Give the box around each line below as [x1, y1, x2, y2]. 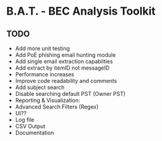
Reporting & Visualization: [15, 96, 81, 104]
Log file [15, 116, 35, 123]
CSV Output [15, 123, 46, 129]
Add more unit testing [15, 45, 70, 52]
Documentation [15, 129, 54, 136]
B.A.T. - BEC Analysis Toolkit [6, 4, 156, 18]
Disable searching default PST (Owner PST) [15, 90, 126, 97]
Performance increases [15, 71, 75, 78]
